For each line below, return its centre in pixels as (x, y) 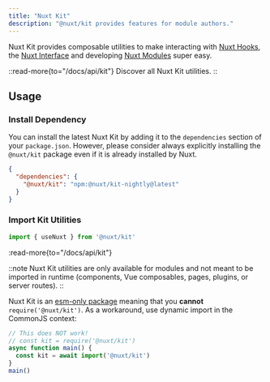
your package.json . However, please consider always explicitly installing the (135, 146)
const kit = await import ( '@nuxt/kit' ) (83, 356)
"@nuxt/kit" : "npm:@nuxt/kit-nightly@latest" (101, 184)
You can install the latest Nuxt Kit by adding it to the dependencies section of (135, 137)
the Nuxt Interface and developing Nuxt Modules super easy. (110, 55)
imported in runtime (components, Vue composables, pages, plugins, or (129, 277)
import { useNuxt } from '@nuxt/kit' (72, 237)
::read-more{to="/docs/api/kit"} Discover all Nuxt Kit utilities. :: (113, 71)
